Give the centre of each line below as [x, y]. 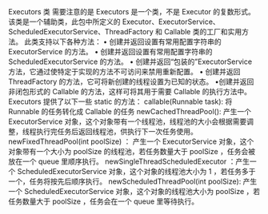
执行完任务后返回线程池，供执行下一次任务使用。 [116, 131]
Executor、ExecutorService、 [171, 22]
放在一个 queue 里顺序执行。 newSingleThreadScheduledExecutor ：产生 [129, 161]
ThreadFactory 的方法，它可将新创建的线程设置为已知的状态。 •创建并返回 [131, 81]
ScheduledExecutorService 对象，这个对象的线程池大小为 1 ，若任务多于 [136, 171]
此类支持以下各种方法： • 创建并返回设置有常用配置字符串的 [122, 42]
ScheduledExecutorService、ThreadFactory [81, 32]
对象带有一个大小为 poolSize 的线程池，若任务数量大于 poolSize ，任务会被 [132, 151]
